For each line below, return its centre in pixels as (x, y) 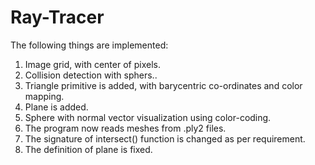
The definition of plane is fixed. (88, 149)
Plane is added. (56, 107)
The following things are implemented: (89, 45)
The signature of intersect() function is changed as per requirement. (165, 138)
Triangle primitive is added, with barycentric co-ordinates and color (163, 85)
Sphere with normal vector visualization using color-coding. (148, 117)
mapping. (44, 96)
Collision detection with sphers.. (91, 75)
